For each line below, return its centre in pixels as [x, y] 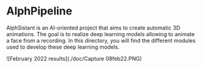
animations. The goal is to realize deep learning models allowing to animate [100, 34]
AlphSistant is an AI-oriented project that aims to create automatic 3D [93, 28]
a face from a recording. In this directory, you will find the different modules [101, 40]
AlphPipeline [39, 11]
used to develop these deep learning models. [63, 47]
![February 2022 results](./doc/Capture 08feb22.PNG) [74, 58]
